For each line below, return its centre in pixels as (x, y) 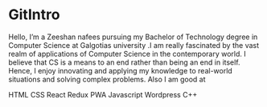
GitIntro (34, 15)
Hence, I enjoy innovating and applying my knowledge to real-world (121, 70)
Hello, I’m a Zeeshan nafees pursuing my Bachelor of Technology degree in (133, 37)
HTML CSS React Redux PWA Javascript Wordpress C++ (103, 94)
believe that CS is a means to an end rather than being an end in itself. (124, 62)
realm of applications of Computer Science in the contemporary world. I (127, 53)
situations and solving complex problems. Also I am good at (107, 79)
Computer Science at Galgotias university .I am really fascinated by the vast (134, 45)
